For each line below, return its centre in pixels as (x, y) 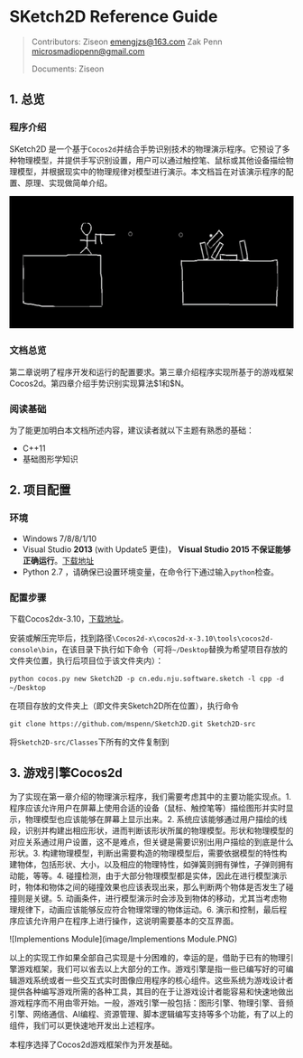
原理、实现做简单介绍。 (69, 183)
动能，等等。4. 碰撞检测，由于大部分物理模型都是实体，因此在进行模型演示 (148, 875)
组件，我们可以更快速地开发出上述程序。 (84, 1025)
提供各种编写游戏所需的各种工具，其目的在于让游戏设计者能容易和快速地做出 (151, 991)
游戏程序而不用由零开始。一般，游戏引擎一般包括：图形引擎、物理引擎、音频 (151, 1002)
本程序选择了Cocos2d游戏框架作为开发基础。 (93, 1044)
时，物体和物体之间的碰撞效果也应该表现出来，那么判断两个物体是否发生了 (147, 886)
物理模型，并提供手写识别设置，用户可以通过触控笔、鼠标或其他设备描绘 (151, 160)
